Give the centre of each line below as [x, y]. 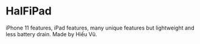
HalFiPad [29, 11]
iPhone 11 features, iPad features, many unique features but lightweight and [100, 28]
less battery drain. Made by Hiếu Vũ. [52, 34]
